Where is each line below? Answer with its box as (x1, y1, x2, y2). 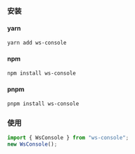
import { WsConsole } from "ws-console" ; (7, 134, 129, 141)
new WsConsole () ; (7, 141, 58, 148)
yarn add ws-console (7, 40, 67, 47)
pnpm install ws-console (7, 100, 79, 107)
